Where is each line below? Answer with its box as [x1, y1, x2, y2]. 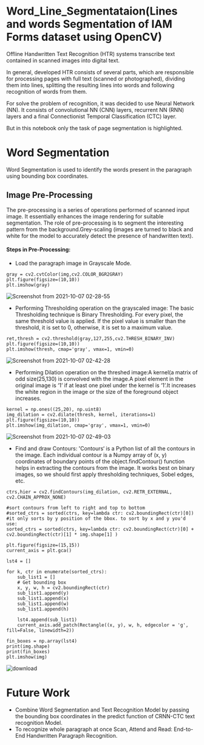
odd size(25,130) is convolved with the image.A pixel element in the [15, 375, 184, 382]
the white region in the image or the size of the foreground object [15, 388, 178, 395]
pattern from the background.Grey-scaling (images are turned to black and [6, 225, 193, 233]
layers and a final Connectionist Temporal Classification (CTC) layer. [6, 113, 177, 120]
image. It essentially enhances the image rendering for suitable [6, 212, 164, 220]
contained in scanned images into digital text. [6, 57, 120, 64]
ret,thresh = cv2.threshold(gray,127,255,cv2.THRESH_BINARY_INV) [6, 335, 175, 341]
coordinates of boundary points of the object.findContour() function [15, 458, 185, 465]
